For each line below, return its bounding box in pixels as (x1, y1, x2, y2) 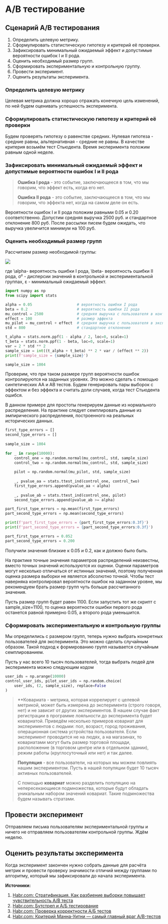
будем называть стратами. (17, 796, 75, 802)
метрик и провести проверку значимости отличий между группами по (5, 867, 157, 873)
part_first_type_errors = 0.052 (5, 534, 72, 539)
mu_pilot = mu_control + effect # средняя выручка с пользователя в (5, 321, 153, 326)
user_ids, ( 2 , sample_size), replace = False (14, 683, 106, 688)
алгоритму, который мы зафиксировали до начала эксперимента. (5, 873, 146, 879)
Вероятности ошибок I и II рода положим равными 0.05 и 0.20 (5, 209, 138, 215)
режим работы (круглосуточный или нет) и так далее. (17, 750, 133, 756)
